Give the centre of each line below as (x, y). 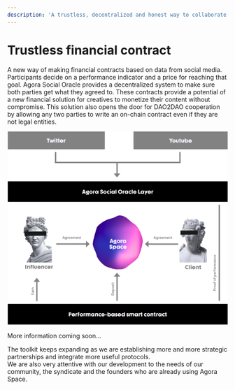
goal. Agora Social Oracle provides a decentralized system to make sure (111, 85)
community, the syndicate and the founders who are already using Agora (113, 372)
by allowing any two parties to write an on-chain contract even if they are (113, 114)
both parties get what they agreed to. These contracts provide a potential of (116, 92)
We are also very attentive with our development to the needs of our (106, 364)
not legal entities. (32, 122)
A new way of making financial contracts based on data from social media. (115, 69)
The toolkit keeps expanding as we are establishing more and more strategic (117, 349)
